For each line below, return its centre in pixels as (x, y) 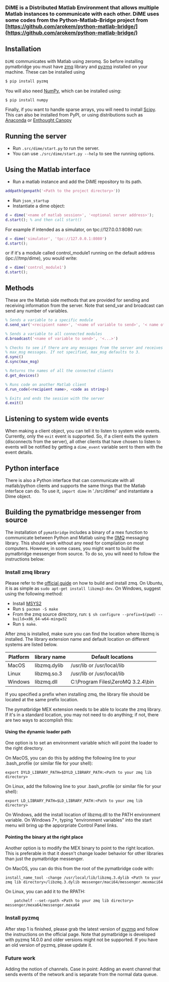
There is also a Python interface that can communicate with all (70, 480)
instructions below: (25, 559)
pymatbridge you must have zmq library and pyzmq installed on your (76, 67)
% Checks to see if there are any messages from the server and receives (84, 348)
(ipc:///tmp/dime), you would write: (41, 258)
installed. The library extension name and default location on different (77, 639)
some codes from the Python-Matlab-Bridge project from (77, 20)
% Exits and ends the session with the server (55, 398)
